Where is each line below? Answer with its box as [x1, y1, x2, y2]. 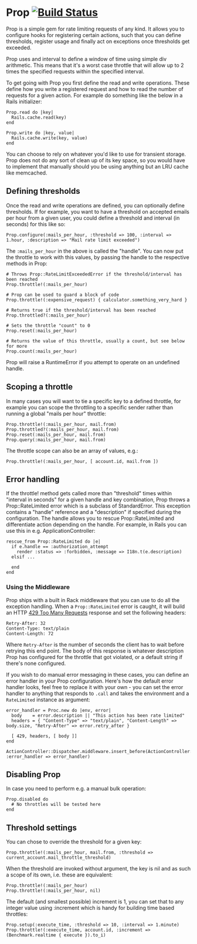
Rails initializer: [6, 98, 42, 105]
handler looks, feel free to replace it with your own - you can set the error [6, 683, 184, 690]
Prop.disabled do [6, 797, 49, 802]
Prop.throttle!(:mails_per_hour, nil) [6, 888, 101, 894]
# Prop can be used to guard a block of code [6, 291, 119, 298]
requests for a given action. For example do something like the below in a [6, 92, 183, 99]
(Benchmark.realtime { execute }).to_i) [6, 932, 107, 938]
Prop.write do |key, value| [6, 130, 75, 136]
